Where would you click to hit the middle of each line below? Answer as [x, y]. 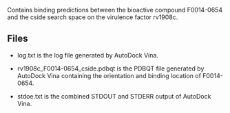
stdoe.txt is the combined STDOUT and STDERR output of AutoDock [114, 96]
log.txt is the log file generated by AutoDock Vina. [87, 55]
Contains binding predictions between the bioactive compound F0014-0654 [115, 10]
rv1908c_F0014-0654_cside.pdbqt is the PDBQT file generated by [111, 68]
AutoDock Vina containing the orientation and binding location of [109, 75]
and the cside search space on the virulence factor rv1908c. [93, 17]
